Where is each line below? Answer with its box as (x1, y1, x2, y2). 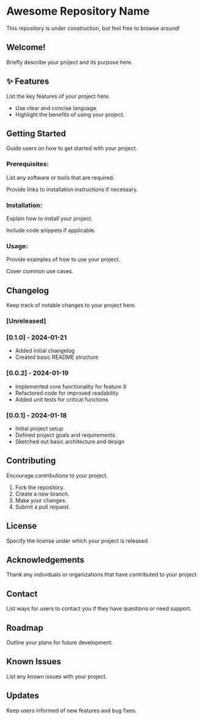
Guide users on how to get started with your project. (6, 145, 138, 152)
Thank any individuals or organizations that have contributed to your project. (6, 571, 199, 578)
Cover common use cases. (6, 268, 74, 275)
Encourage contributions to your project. (6, 472, 108, 479)
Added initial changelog (15, 347, 75, 354)
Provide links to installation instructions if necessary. (6, 185, 138, 193)
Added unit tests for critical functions (15, 395, 108, 403)
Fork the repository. (15, 483, 65, 491)
